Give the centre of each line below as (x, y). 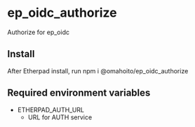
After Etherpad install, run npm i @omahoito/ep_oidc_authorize (98, 70)
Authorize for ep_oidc (39, 32)
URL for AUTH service (60, 117)
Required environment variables (79, 93)
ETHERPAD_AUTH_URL (51, 110)
